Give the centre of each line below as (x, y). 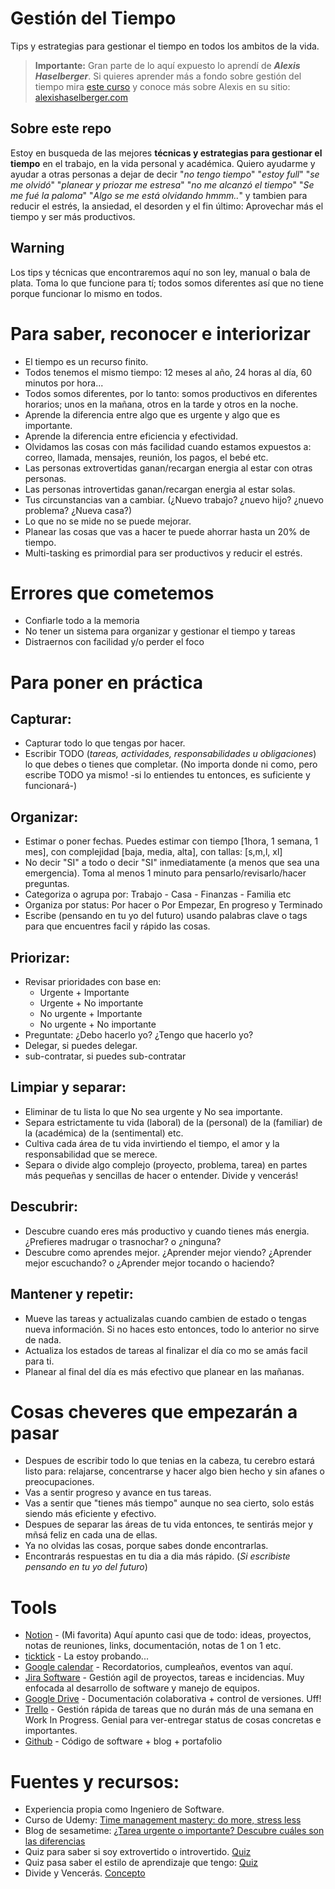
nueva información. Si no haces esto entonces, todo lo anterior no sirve (172, 1329)
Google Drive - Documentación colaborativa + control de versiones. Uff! (173, 1699)
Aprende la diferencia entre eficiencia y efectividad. (131, 436)
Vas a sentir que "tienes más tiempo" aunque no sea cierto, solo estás (169, 1503)
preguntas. (47, 884)
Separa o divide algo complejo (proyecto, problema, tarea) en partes (166, 1164)
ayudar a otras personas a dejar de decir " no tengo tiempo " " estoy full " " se (165, 174)
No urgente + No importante (98, 1024)
